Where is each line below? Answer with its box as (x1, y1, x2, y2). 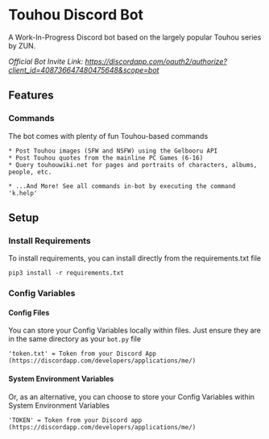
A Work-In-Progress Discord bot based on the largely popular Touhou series (8, 32, 262, 42)
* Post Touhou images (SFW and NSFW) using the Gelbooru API (8, 147, 218, 155)
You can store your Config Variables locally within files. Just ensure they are (8, 325, 262, 336)
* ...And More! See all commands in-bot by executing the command (8, 182, 236, 190)
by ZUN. (8, 40, 36, 50)
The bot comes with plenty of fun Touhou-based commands (8, 131, 209, 140)
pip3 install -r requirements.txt (8, 269, 125, 278)
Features (8, 89, 54, 102)
